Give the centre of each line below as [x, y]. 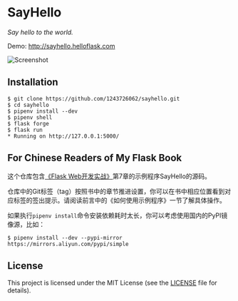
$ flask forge [29, 123]
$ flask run [25, 130]
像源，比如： [26, 224]
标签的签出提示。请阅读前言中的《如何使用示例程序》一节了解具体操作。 [119, 200]
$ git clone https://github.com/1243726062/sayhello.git [94, 98]
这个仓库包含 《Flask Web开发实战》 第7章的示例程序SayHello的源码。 [109, 176]
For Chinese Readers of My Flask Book [95, 158]
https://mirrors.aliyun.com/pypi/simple [68, 244]
